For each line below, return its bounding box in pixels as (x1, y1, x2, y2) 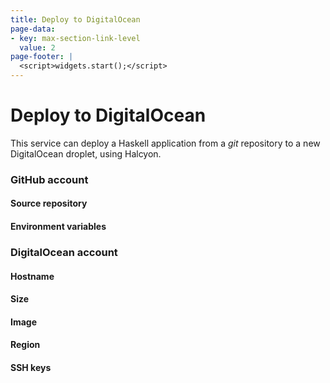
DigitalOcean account (10, 245, 118, 259)
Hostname (10, 270, 55, 282)
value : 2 (19, 42, 56, 53)
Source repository (10, 197, 88, 210)
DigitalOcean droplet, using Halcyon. (10, 147, 162, 160)
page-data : (10, 24, 56, 34)
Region (10, 339, 41, 351)
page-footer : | (10, 52, 74, 62)
